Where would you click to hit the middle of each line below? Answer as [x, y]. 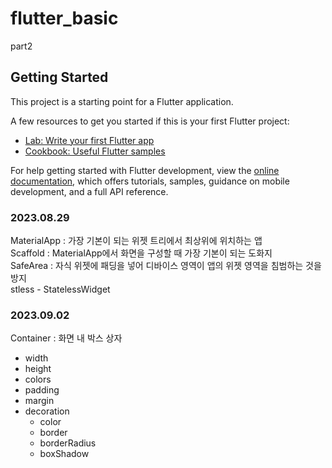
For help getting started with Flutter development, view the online [145, 170]
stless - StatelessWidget [60, 289]
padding [42, 390]
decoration [47, 411]
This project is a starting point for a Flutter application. [122, 101]
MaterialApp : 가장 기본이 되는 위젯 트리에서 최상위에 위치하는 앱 [136, 241]
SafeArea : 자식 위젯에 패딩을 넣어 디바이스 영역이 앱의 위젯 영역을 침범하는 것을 [166, 266]
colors [38, 379]
